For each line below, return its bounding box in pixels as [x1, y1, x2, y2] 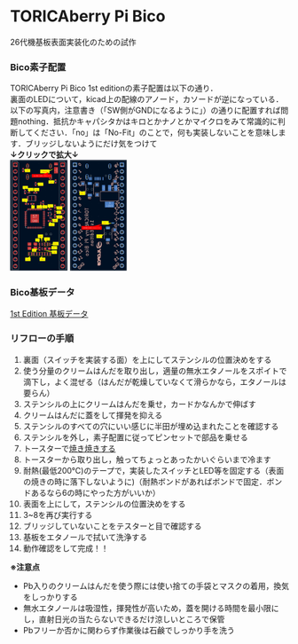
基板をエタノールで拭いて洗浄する [22, 531, 147, 542]
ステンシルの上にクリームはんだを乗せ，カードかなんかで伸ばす [22, 398, 256, 409]
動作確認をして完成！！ [22, 543, 109, 554]
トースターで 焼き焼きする [22, 443, 116, 453]
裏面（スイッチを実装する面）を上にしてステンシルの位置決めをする [22, 354, 272, 365]
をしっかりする [22, 592, 78, 602]
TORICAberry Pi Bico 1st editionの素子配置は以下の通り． [10, 82, 218, 94]
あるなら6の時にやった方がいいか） [30, 487, 161, 498]
